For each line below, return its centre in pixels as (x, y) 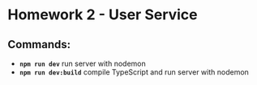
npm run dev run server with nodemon (83, 63)
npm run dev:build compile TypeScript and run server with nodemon (134, 72)
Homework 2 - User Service (103, 15)
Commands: (39, 45)
